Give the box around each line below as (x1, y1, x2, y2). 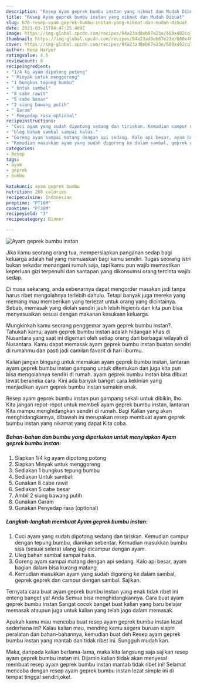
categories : (6, 145, 35, 151)
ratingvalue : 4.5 (6, 52, 49, 58)
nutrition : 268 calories (6, 189, 67, 195)
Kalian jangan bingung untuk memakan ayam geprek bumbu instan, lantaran (6, 359, 190, 365)
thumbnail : (6, 36, 33, 42)
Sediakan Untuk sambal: (14, 473, 74, 480)
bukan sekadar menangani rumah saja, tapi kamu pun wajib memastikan (6, 261, 181, 269)
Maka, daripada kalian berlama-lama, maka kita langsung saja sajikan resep (6, 648, 189, 655)
